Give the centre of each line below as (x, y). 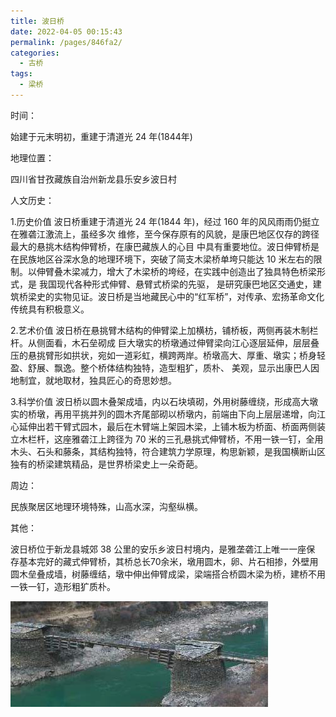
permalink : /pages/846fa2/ (66, 42)
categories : (35, 53)
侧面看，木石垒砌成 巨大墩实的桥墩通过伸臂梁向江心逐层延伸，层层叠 (178, 342)
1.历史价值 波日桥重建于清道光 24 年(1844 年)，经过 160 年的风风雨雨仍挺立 (165, 221)
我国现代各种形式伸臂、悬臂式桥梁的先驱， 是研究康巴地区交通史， (175, 284)
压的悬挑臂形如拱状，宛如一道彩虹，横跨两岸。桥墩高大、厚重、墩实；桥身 (163, 355)
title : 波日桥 (37, 21)
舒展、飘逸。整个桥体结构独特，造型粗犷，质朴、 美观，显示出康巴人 (169, 367)
